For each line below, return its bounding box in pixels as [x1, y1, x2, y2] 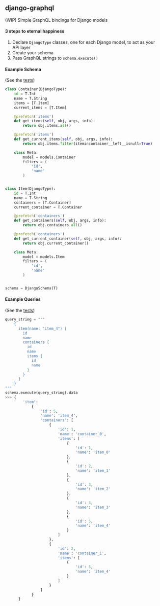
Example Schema [5, 66, 42, 72]
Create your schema [12, 50, 54, 56]
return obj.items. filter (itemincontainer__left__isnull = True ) [23, 141, 153, 146]
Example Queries [5, 296, 41, 302]
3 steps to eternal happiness [5, 28, 65, 34]
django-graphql [5, 4, 54, 12]
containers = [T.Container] [14, 200, 71, 205]
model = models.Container [23, 155, 76, 160]
